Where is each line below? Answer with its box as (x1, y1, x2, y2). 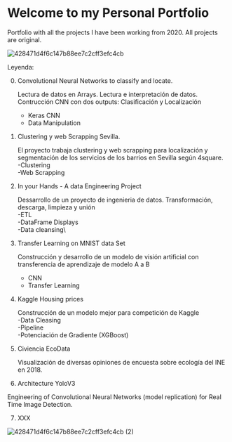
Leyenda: (7, 63, 34, 71)
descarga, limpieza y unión (17, 202, 96, 212)
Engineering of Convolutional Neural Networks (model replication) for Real (7, 392, 222, 401)
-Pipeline (17, 323, 44, 332)
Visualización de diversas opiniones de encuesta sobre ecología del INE (17, 358, 226, 366)
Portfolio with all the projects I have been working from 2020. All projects (7, 28, 219, 37)
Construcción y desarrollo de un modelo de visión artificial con (17, 252, 199, 261)
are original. (7, 35, 42, 44)
